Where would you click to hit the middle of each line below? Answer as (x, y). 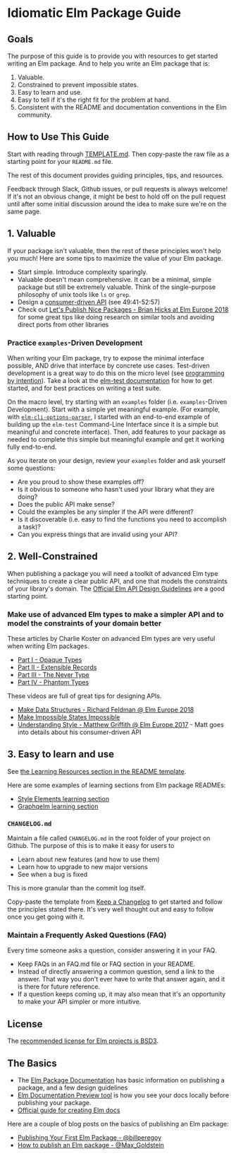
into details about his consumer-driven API (79, 732)
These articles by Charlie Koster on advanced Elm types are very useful (111, 639)
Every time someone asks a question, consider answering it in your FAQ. (112, 950)
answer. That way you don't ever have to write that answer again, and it (121, 979)
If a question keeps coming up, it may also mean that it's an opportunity (122, 994)
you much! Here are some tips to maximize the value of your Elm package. (115, 258)
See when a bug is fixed (52, 875)
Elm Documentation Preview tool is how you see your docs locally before (123, 1095)
